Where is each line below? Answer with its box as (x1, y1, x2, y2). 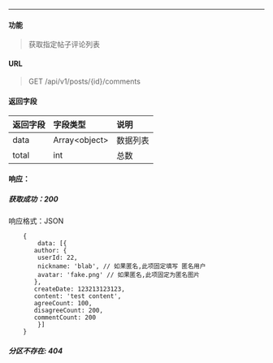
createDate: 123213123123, (33, 285, 126, 293)
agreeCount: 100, (33, 300, 93, 308)
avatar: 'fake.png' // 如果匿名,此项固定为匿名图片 (37, 271, 201, 279)
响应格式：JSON (8, 216, 64, 226)
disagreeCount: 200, (33, 306, 104, 315)
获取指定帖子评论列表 (28, 40, 100, 50)
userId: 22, (37, 253, 79, 262)
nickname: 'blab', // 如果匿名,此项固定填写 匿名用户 (37, 262, 206, 270)
